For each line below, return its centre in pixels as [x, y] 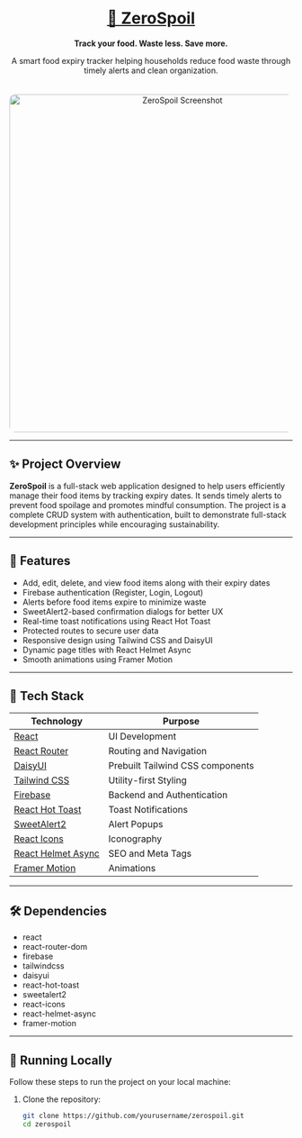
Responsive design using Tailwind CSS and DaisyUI [117, 640]
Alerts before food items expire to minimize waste [114, 602]
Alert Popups [136, 824]
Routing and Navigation [158, 751]
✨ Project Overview [65, 464]
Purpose [182, 722]
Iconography [135, 839]
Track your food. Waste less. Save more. [151, 43]
